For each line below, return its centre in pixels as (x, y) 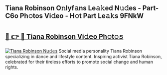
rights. (12, 67)
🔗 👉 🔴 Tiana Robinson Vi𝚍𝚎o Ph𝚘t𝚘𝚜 (64, 37)
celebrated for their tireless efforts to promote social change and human (79, 62)
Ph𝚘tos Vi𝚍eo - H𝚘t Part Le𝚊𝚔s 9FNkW (82, 16)
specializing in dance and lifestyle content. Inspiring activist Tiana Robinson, (83, 56)
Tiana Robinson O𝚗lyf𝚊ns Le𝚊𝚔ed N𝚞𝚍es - (73, 8)
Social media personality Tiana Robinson (100, 51)
